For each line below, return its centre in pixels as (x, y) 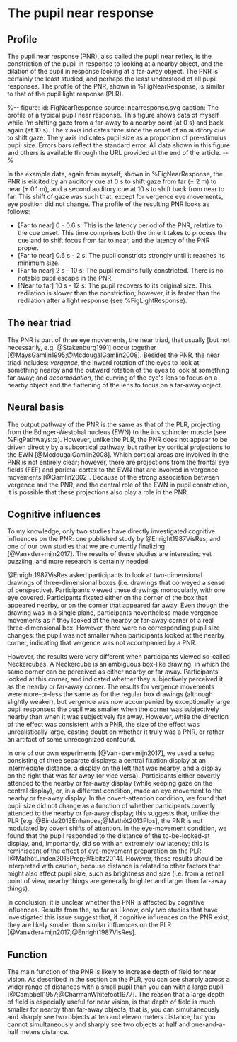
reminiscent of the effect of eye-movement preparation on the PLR (104, 851)
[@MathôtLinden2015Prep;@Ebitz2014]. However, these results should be (115, 859)
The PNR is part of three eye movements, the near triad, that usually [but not (118, 340)
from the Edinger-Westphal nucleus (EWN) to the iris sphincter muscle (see (117, 432)
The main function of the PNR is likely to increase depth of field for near (112, 972)
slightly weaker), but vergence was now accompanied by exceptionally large (119, 702)
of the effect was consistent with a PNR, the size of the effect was (104, 725)
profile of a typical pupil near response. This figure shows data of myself (113, 115)
